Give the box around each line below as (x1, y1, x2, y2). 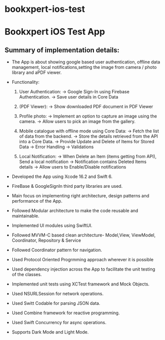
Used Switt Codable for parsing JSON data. (11, 300, 101, 306)
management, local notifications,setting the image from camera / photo (11, 64, 157, 70)
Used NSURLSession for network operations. (11, 291, 104, 297)
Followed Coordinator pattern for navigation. (11, 247, 102, 253)
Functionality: (11, 79, 40, 85)
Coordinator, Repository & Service (11, 237, 82, 243)
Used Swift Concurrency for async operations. (11, 320, 107, 326)
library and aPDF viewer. (11, 69, 62, 75)
